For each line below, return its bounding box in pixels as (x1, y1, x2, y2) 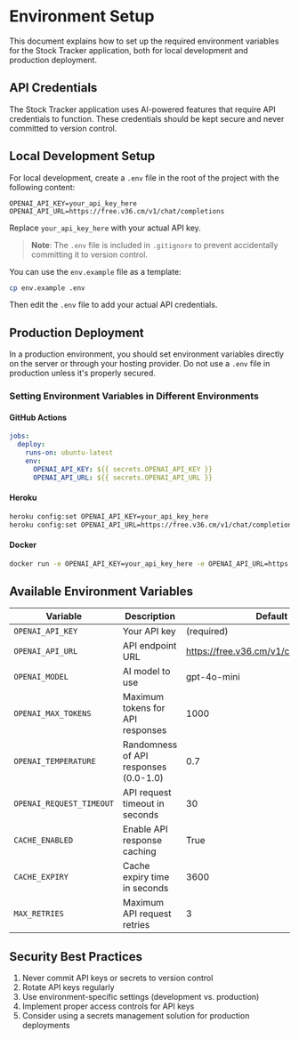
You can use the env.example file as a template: (9, 266, 182, 277)
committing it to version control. (30, 249, 149, 260)
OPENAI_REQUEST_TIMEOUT (13, 799, 115, 809)
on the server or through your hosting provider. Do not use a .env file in (9, 358, 271, 369)
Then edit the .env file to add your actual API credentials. (9, 300, 218, 310)
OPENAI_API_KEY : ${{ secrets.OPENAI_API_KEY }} (32, 464, 214, 473)
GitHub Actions (9, 412, 68, 423)
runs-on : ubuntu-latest (25, 448, 114, 457)
